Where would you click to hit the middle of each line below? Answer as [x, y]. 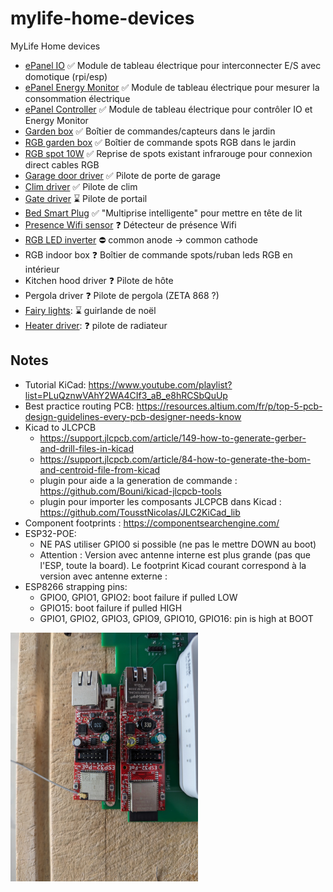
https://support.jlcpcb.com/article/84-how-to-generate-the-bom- [175, 459]
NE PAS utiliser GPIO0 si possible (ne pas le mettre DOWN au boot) [178, 544]
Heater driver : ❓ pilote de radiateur [96, 325]
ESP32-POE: [50, 533]
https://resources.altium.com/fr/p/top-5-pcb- [229, 406]
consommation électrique [77, 98]
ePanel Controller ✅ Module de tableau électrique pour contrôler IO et [168, 109]
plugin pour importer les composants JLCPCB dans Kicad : [160, 501]
